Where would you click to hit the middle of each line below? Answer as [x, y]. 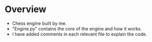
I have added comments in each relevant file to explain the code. [80, 34]
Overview [26, 9]
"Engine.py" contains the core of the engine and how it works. [77, 28]
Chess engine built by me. [39, 23]
